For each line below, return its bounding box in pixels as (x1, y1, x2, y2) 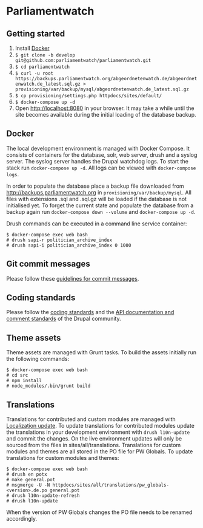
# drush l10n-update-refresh (6, 493, 80, 499)
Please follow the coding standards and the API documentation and (6, 309, 175, 316)
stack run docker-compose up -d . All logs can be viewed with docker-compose (6, 164, 196, 171)
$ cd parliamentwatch (15, 64, 70, 70)
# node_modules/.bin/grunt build (6, 383, 91, 389)
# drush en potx (6, 471, 47, 478)
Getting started (6, 29, 65, 39)
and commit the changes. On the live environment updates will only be (6, 435, 182, 442)
